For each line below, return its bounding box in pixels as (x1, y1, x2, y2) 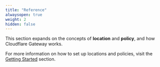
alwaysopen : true (5, 12, 43, 17)
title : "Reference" (5, 7, 47, 13)
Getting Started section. (5, 56, 56, 62)
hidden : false (5, 21, 36, 27)
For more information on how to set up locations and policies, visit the (5, 51, 153, 57)
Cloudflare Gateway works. (5, 41, 63, 47)
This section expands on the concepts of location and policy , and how (5, 36, 155, 42)
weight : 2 (5, 17, 27, 22)
